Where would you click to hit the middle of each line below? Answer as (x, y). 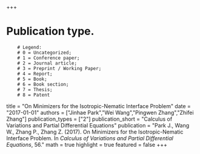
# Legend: (30, 47)
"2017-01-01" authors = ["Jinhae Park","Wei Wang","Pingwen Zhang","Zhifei (100, 112)
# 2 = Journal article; (47, 63)
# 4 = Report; (35, 74)
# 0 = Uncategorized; (44, 53)
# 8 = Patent (34, 95)
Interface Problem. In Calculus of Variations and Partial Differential (90, 138)
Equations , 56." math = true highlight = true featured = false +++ (87, 144)
